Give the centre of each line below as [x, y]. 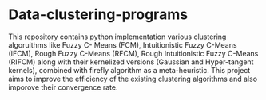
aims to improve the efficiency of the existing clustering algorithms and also [133, 79]
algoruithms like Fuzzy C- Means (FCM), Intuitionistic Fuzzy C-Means [123, 44]
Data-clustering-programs [98, 15]
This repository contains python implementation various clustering [117, 37]
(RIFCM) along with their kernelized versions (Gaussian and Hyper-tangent [131, 62]
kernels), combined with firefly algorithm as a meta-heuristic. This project [129, 70]
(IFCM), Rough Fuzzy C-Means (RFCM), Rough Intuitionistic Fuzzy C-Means [133, 53]
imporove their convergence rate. [63, 87]
